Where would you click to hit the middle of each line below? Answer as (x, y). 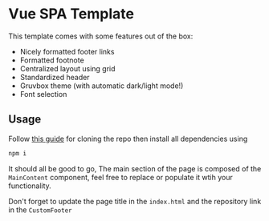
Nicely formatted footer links (67, 51)
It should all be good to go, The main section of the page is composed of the (135, 168)
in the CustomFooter (40, 210)
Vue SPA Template (71, 14)
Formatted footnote (52, 60)
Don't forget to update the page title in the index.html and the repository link (135, 201)
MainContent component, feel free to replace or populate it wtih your (120, 177)
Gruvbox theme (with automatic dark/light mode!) (102, 86)
